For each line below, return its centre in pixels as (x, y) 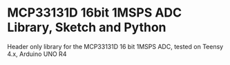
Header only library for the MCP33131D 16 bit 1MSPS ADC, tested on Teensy (115, 46)
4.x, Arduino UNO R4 (37, 54)
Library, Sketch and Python (87, 27)
